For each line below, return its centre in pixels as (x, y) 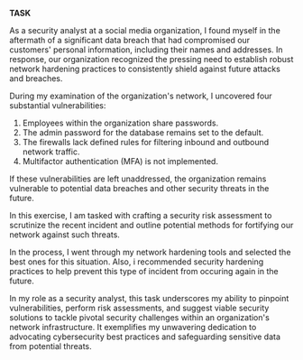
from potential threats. (50, 346)
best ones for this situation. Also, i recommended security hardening (137, 262)
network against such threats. (64, 235)
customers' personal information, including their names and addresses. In (146, 50)
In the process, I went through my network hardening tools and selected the (150, 252)
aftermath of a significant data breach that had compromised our (130, 40)
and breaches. (36, 78)
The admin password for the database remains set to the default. (143, 133)
